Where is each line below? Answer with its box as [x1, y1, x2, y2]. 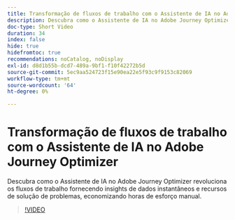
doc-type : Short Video [7, 23, 73, 30]
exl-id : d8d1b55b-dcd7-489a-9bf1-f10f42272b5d [7, 62, 145, 69]
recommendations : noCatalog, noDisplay [7, 56, 124, 63]
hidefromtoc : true [7, 50, 61, 57]
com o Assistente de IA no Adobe [7, 139, 204, 155]
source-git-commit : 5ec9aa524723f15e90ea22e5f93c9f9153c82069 [7, 68, 192, 75]
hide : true [7, 43, 39, 50]
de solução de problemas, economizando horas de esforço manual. [7, 192, 202, 200]
